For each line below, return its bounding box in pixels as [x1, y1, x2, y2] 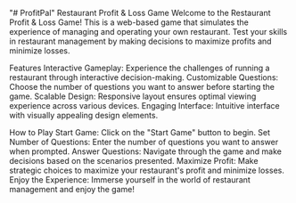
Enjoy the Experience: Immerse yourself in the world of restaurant [9, 175, 251, 185]
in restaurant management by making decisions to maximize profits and [9, 36, 272, 46]
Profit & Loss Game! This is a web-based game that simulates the [9, 17, 250, 28]
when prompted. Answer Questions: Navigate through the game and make [9, 146, 283, 157]
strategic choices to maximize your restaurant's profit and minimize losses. [9, 165, 285, 175]
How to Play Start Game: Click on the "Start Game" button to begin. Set [9, 127, 270, 137]
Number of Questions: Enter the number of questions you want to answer [9, 137, 279, 147]
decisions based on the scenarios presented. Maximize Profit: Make [9, 156, 259, 166]
